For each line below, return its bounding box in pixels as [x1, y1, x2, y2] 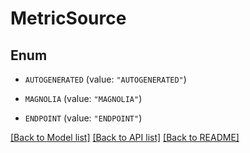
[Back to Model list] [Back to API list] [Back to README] [10, 132, 240, 143]
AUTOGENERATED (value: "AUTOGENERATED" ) [24, 73, 187, 85]
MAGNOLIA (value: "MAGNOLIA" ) [24, 93, 143, 104]
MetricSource [10, 7, 127, 30]
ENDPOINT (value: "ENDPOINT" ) [24, 112, 143, 124]
